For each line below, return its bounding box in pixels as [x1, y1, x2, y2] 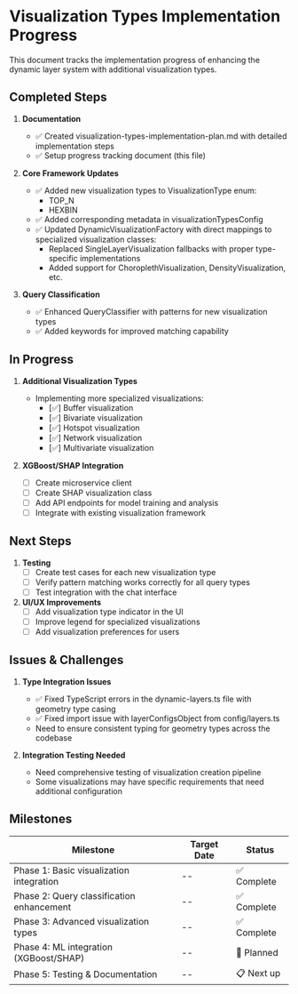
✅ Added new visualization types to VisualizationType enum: [35, 185, 257, 196]
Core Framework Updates [21, 167, 120, 179]
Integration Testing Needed [21, 750, 126, 760]
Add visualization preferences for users [35, 626, 180, 637]
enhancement [13, 901, 72, 913]
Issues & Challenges [9, 653, 124, 668]
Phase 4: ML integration [13, 941, 114, 953]
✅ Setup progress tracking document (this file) [35, 149, 207, 161]
